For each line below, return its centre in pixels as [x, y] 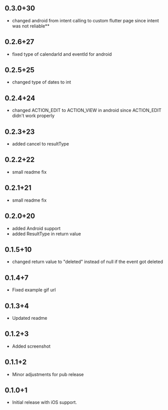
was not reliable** [31, 26]
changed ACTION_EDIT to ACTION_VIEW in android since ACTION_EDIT [87, 110]
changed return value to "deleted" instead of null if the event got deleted [88, 262]
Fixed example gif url [34, 290]
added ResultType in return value [46, 234]
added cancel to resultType [40, 144]
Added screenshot [31, 346]
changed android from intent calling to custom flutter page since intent [86, 20]
